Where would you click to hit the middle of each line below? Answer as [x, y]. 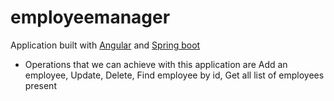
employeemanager [90, 17]
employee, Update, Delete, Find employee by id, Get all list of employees [174, 75]
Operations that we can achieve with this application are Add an [156, 64]
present [40, 85]
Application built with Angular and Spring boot [105, 45]
